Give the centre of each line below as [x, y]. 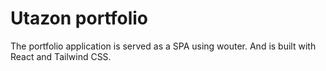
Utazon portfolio [79, 18]
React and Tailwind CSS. [61, 56]
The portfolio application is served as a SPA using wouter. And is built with [163, 46]
